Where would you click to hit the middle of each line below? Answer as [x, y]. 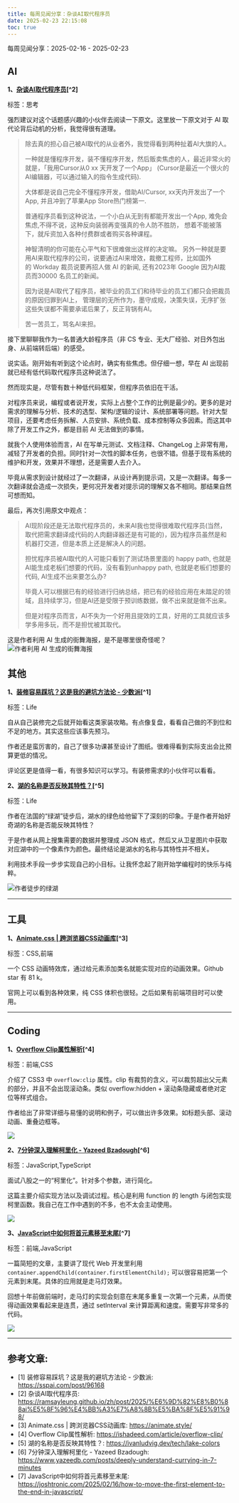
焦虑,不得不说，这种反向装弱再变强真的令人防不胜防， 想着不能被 [120, 225]
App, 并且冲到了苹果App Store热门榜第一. [86, 201]
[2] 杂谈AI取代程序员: [48, 1394]
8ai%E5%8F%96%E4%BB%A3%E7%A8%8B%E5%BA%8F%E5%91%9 [123, 1410]
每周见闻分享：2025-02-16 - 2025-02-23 [68, 49]
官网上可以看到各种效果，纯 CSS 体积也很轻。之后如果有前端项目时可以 [112, 992]
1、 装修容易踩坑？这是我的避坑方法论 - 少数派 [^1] [79, 692]
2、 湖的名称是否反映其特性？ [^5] [56, 785]
